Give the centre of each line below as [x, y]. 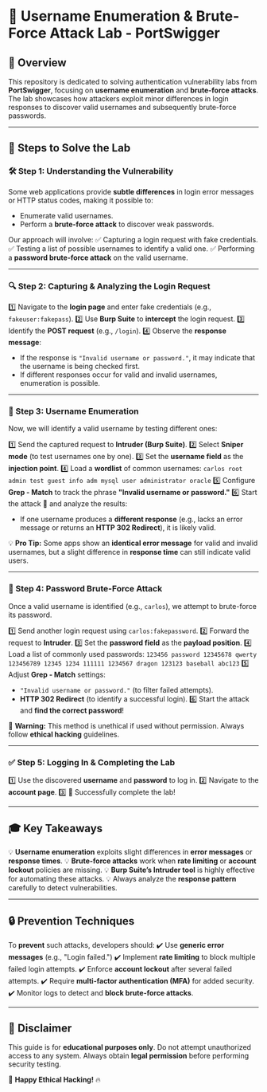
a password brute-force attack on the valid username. [98, 257]
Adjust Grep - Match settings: [57, 674]
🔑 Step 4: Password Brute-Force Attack [85, 589]
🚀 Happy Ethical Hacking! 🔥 [54, 1080]
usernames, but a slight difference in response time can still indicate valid [130, 552]
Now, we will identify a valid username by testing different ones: [113, 429]
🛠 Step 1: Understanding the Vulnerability [91, 171]
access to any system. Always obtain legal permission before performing [129, 1056]
